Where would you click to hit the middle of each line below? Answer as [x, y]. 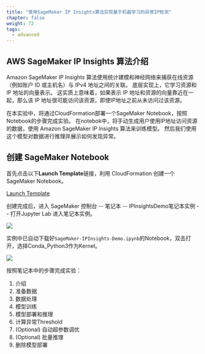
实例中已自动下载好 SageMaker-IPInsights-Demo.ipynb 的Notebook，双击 [96, 238]
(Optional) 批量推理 [39, 337]
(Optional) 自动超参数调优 [47, 329]
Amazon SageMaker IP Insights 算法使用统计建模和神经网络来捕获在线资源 [100, 77]
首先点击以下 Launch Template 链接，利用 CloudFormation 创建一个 [91, 173]
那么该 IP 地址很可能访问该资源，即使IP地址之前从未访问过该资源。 [101, 100]
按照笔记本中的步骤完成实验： [44, 270]
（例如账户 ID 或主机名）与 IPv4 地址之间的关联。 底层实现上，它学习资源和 [102, 85]
